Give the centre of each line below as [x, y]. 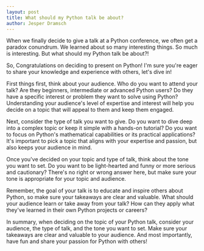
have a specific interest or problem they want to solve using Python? [92, 97]
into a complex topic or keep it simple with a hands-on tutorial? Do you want [102, 128]
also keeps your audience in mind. [49, 148]
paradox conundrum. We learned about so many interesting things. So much [102, 47]
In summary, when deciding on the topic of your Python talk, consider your [100, 222]
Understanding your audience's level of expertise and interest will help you [100, 103]
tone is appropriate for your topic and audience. [66, 179]
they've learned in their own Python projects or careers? [77, 210]
